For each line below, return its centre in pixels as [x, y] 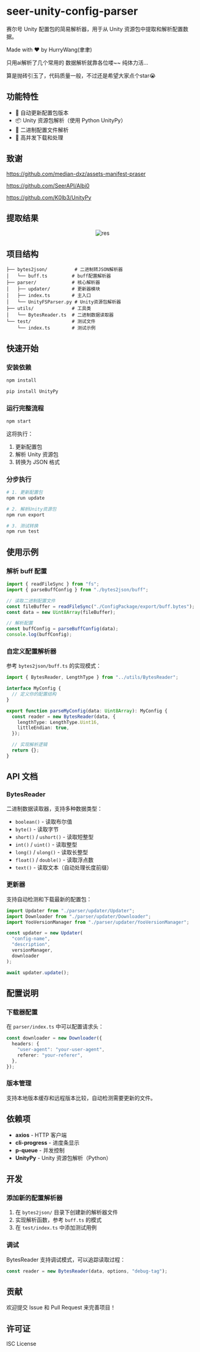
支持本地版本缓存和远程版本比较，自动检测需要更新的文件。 [81, 1098]
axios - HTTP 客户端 [41, 1135]
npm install [21, 380]
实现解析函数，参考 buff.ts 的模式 [58, 1220]
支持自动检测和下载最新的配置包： [49, 899]
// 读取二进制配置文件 [31, 600]
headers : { [26, 1044]
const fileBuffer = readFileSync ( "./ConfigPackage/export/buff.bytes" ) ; [101, 607]
